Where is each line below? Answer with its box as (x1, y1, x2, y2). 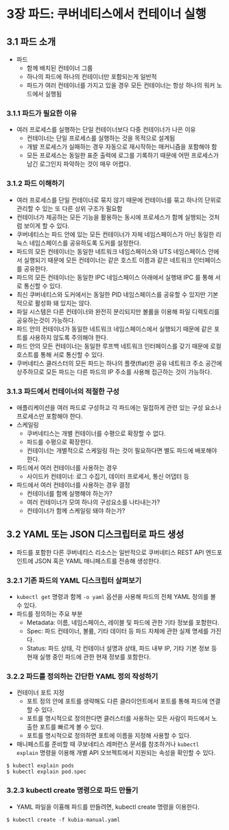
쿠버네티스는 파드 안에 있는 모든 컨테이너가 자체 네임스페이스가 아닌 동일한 (16, 230, 215, 238)
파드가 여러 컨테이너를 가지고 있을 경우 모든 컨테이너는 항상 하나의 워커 (26, 81, 215, 89)
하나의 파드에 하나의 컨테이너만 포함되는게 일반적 (26, 73, 157, 80)
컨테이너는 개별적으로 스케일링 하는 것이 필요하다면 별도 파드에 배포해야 (26, 446, 217, 455)
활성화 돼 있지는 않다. (34, 298, 92, 307)
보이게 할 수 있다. (23, 221, 70, 230)
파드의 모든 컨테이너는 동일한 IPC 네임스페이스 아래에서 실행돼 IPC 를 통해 (16, 273, 214, 281)
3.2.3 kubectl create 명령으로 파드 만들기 (6, 785, 138, 795)
